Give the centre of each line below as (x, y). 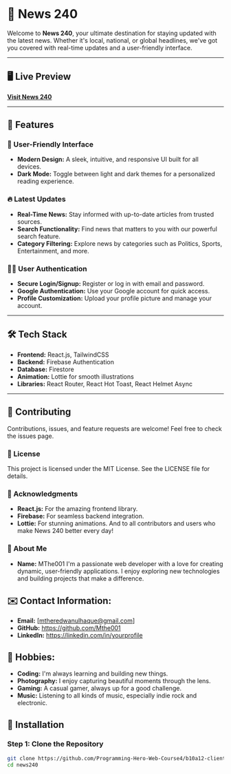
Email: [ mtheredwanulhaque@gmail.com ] (76, 621)
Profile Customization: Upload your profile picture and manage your (114, 298)
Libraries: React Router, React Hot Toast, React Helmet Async (104, 384)
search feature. (38, 236)
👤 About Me (27, 549)
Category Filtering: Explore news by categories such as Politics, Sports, (120, 243)
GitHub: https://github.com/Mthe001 (69, 628)
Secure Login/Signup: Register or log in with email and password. (111, 284)
